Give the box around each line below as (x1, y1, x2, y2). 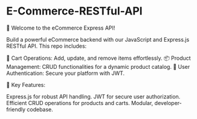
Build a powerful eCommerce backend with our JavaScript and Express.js (6, 36, 190, 43)
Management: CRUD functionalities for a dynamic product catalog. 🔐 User (6, 63, 190, 70)
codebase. (27, 106, 53, 113)
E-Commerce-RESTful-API (6, 4, 143, 18)
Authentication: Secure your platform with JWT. (6, 69, 125, 77)
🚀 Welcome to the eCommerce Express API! (6, 24, 115, 31)
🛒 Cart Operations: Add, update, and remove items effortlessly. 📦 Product (6, 54, 192, 62)
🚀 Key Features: (6, 81, 46, 88)
